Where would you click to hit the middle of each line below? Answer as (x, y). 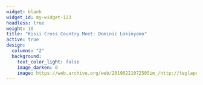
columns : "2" (28, 51)
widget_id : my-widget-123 (39, 17)
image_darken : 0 (38, 67)
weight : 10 (20, 28)
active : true (23, 40)
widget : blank (24, 12)
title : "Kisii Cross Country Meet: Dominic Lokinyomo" (77, 34)
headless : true (25, 23)
